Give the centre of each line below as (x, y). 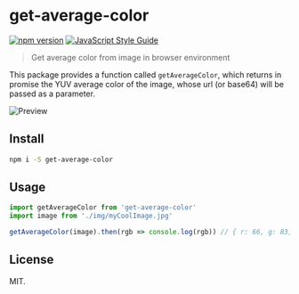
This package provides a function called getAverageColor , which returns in (145, 74)
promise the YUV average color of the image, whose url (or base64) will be (147, 84)
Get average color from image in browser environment (130, 57)
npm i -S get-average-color (61, 159)
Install (27, 139)
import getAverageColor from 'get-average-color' (103, 208)
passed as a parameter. (53, 94)
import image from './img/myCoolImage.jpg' (91, 216)
